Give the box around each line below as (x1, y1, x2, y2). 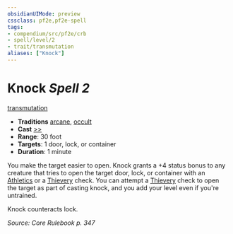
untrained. (7, 191, 37, 199)
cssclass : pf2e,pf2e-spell (7, 17, 87, 24)
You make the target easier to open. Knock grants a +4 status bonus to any (7, 160, 226, 170)
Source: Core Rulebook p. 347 (7, 218, 95, 227)
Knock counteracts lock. (7, 204, 78, 213)
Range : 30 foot (17, 132, 62, 141)
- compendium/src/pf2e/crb (7, 30, 87, 37)
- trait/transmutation (7, 43, 74, 50)
